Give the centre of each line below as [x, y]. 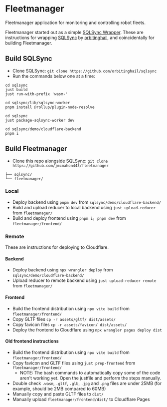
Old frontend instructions [32, 341]
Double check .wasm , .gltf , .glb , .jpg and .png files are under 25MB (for [87, 383]
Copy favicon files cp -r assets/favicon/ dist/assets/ [70, 324]
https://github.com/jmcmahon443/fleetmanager [60, 166]
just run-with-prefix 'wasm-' [37, 94]
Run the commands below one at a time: [54, 76]
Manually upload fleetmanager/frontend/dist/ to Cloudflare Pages [81, 399]
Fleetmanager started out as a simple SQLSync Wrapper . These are [74, 32]
